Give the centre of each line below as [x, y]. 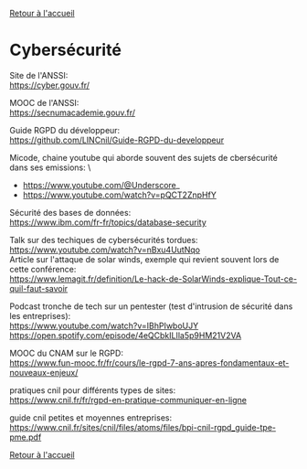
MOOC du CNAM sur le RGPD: [66, 353]
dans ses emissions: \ [50, 167]
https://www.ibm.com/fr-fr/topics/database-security [108, 222]
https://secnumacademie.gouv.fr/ [72, 112]
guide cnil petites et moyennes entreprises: [90, 417]
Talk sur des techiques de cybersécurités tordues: [104, 240]
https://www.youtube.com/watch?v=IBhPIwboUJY [104, 325]
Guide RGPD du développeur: [65, 130]
